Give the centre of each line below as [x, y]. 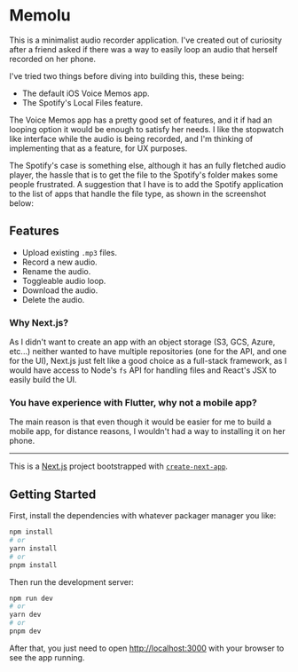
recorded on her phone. [52, 59]
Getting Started [53, 494]
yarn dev [25, 615]
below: [21, 203]
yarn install [33, 548]
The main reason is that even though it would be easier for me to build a [141, 422]
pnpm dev [25, 631]
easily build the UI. [43, 380]
